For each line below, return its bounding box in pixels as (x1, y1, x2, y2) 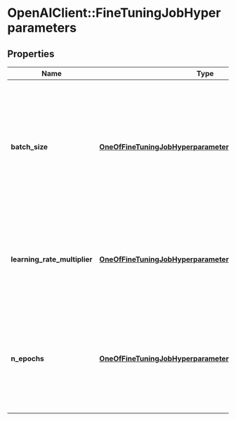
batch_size (11, 142, 48, 152)
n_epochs (11, 354, 44, 363)
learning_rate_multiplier (11, 254, 93, 264)
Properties (7, 48, 55, 60)
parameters (7, 20, 77, 36)
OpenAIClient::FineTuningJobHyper (7, 5, 221, 21)
